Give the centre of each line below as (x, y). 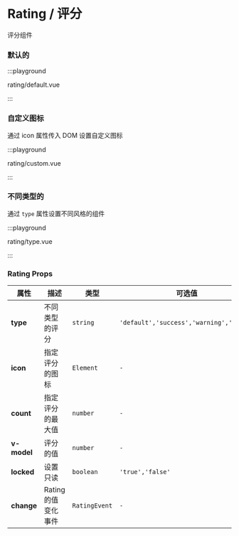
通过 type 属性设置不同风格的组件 (56, 213)
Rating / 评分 (45, 14)
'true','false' (145, 472)
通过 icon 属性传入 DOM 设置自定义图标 (65, 135)
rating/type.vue (30, 241)
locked (23, 472)
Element (85, 368)
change (24, 506)
